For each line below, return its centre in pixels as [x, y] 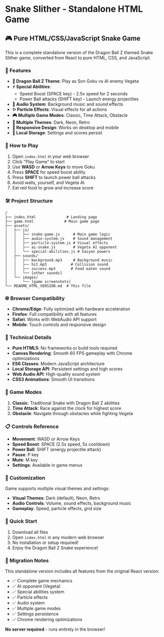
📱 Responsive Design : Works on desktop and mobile [65, 128]
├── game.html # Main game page [52, 221]
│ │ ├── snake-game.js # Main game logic [58, 234]
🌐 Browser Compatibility [35, 298]
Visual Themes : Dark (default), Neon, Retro [56, 498]
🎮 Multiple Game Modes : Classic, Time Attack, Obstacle [70, 115]
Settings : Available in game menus [47, 465]
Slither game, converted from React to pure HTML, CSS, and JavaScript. [78, 58]
